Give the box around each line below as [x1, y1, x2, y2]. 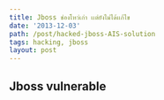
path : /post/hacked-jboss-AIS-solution [9, 29, 156, 38]
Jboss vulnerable [9, 79, 107, 94]
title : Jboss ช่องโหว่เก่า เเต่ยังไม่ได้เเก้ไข [9, 12, 130, 22]
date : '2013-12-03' [9, 21, 81, 30]
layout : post [9, 46, 57, 55]
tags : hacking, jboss [9, 37, 89, 47]
